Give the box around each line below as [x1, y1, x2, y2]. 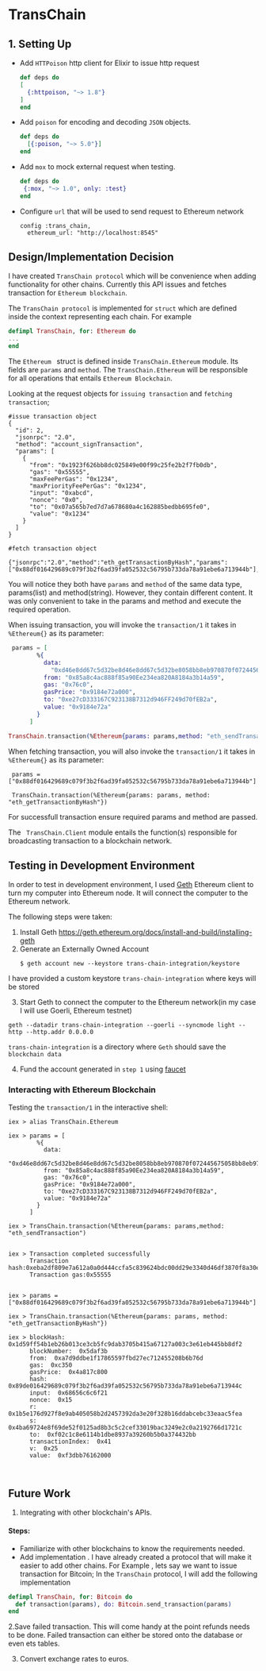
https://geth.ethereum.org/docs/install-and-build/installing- [58, 928, 253, 937]
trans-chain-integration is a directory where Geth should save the [8, 1042, 227, 1052]
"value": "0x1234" [28, 510, 90, 518]
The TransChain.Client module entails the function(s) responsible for [8, 828, 237, 837]
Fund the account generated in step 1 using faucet [19, 1064, 186, 1074]
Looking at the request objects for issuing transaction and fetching [8, 389, 233, 399]
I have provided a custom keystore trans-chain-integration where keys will [8, 974, 256, 983]
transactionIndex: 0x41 [28, 1438, 112, 1445]
